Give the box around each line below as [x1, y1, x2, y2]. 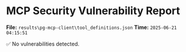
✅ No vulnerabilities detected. [6, 40, 80, 47]
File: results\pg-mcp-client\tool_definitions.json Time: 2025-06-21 [6, 24, 177, 31]
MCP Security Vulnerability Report [6, 4, 180, 18]
